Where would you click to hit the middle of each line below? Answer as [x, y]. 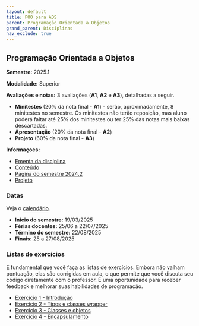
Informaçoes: [23, 150]
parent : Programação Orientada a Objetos [58, 23]
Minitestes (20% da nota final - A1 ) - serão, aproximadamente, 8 [94, 106]
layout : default [26, 12]
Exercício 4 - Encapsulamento [51, 316]
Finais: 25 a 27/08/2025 [45, 239]
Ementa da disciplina [40, 161]
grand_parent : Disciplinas [40, 28]
